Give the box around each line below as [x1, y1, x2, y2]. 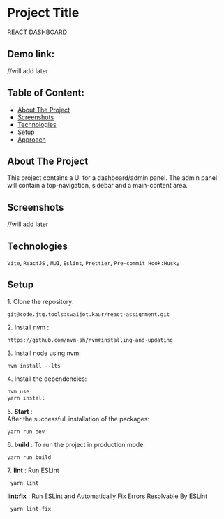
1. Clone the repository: [7, 297, 75, 306]
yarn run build [7, 453, 52, 461]
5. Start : [7, 407, 33, 416]
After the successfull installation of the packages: [7, 414, 150, 423]
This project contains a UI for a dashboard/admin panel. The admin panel [7, 174, 218, 182]
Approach [17, 135, 47, 144]
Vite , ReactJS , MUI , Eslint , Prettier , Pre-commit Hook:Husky [7, 259, 180, 266]
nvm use [7, 388, 30, 395]
